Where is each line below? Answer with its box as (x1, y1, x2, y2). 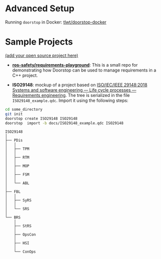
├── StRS (14, 224, 32, 229)
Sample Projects (5, 36, 73, 47)
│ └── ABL (5, 181, 29, 186)
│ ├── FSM (5, 172, 29, 177)
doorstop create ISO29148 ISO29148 (5, 116, 78, 121)
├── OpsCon (14, 232, 36, 237)
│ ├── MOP (5, 164, 29, 169)
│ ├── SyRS (5, 198, 32, 203)
